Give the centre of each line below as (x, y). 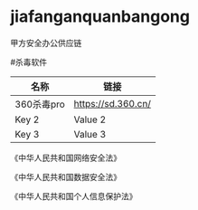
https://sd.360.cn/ (113, 103)
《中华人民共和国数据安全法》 (66, 177)
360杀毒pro (40, 104)
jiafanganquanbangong (100, 17)
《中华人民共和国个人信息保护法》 (74, 196)
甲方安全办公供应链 (46, 43)
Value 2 (90, 119)
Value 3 (90, 134)
